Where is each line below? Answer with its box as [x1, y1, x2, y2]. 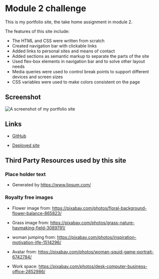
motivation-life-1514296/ [12, 239, 62, 245]
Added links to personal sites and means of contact [12, 48, 115, 54]
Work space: [12, 263, 38, 269]
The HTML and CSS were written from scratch [12, 37, 105, 44]
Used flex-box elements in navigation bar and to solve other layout [12, 58, 145, 64]
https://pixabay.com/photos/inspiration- [57, 234, 137, 240]
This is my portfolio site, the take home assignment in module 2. [5, 19, 133, 25]
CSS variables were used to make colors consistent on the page [12, 79, 140, 85]
